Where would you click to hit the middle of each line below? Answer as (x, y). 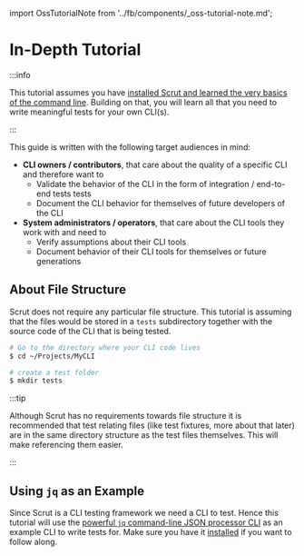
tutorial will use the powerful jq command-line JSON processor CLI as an (146, 522)
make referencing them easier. (67, 445)
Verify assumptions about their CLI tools (111, 242)
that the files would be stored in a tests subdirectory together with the (141, 321)
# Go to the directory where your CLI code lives (105, 347)
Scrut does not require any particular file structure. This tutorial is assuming (151, 312)
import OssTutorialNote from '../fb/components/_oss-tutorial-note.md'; (141, 13)
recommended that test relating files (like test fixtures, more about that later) (152, 425)
